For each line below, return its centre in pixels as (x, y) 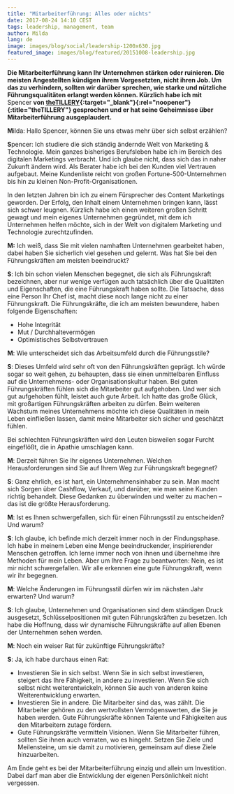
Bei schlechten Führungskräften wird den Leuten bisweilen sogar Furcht (111, 439)
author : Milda (28, 33)
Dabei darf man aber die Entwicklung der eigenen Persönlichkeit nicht (108, 775)
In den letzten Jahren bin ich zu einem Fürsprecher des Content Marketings (116, 195)
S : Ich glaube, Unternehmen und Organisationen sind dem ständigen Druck (115, 609)
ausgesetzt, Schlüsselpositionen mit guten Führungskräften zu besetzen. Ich (117, 617)
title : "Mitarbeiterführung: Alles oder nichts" (79, 14)
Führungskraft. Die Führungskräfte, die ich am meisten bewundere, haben (114, 303)
